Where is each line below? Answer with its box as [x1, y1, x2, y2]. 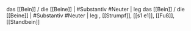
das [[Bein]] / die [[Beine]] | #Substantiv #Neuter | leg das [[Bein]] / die [6, 6, 185, 13]
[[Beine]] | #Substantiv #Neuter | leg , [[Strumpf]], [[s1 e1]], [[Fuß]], [6, 12, 175, 19]
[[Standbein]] [6, 18, 40, 25]
